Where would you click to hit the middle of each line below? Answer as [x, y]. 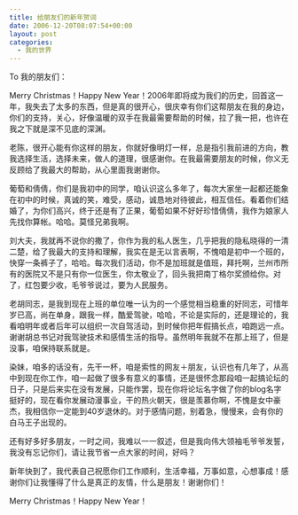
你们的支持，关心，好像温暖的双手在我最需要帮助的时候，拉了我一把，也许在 [149, 118]
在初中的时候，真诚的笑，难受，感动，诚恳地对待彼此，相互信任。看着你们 [145, 199]
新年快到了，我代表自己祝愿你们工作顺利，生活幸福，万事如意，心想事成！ [145, 472]
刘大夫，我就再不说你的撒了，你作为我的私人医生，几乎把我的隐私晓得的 [141, 241]
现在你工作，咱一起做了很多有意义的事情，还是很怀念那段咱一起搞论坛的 [157, 378]
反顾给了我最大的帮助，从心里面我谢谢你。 [87, 170]
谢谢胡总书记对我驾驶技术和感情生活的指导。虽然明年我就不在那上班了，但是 [149, 337]
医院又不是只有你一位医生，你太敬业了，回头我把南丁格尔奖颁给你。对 [153, 274]
